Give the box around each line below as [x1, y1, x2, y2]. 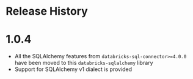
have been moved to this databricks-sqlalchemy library [14, 59, 153, 67]
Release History [5, 4, 88, 18]
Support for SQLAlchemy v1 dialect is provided [14, 66, 133, 73]
